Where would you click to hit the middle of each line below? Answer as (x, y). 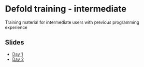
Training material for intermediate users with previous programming (72, 22)
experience (16, 27)
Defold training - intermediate (66, 9)
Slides (14, 43)
